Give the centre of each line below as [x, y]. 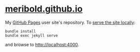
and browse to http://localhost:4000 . [42, 44]
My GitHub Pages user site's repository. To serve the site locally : [70, 22]
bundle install [21, 31]
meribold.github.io [44, 9]
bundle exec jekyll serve [31, 35]
